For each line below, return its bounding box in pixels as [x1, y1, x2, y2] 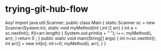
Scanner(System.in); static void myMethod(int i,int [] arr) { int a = [5, 25, 138, 30]
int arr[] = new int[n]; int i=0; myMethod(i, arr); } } [5, 40, 107, 46]
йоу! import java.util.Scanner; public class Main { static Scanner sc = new [5, 20, 155, 25]
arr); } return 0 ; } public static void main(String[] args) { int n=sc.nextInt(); [5, 35, 157, 41]
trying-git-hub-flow [5, 3, 88, 15]
